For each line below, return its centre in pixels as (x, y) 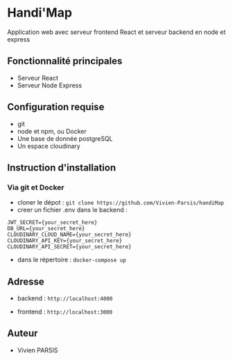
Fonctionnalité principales (65, 61)
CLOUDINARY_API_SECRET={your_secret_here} (69, 247)
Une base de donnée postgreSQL (65, 138)
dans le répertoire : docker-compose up (71, 260)
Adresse (26, 281)
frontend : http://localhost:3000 (65, 312)
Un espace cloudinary (49, 146)
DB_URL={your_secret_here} (46, 229)
